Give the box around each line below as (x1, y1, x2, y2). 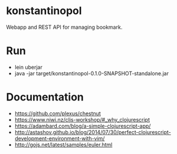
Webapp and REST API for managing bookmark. (6, 24, 123, 31)
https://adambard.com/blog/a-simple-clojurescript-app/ (14, 122, 151, 129)
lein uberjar (14, 63, 42, 71)
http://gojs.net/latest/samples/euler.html (14, 141, 113, 148)
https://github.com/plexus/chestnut (14, 110, 101, 117)
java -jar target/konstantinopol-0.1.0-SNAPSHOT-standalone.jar (14, 69, 169, 77)
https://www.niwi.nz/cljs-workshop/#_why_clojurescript (14, 116, 150, 123)
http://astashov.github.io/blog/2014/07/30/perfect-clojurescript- (14, 128, 171, 136)
